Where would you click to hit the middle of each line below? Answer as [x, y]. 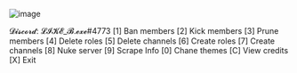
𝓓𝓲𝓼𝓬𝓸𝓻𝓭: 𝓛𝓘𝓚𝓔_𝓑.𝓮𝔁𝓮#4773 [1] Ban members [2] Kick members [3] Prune [144, 31]
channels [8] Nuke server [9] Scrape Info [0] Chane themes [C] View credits [149, 50]
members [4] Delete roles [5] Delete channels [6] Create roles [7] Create [142, 41]
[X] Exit [23, 60]
